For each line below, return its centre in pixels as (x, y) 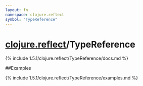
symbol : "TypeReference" (31, 19)
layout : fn (17, 10)
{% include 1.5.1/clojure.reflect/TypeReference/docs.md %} (67, 58)
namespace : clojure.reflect (35, 15)
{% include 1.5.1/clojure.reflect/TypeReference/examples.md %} (71, 78)
